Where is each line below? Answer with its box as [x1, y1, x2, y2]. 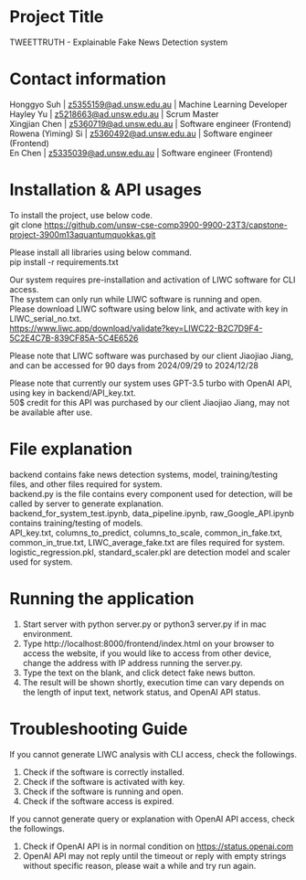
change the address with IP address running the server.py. [22, 657, 244, 668]
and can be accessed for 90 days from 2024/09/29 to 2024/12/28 [9, 359, 259, 371]
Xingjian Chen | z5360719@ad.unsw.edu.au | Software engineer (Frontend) [9, 118, 292, 129]
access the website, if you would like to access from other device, [22, 647, 272, 659]
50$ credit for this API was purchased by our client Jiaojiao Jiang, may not [9, 397, 290, 408]
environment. [22, 628, 73, 639]
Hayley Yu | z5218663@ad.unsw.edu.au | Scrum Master [9, 108, 219, 120]
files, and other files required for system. [9, 478, 163, 490]
